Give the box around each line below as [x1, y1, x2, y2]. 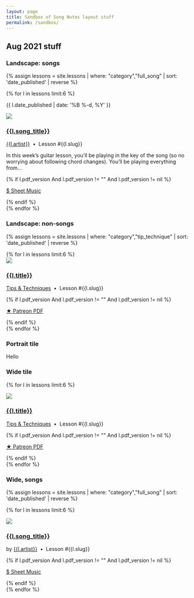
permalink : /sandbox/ [6, 19, 59, 25]
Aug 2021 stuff [6, 41, 62, 51]
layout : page [6, 8, 38, 15]
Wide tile [6, 368, 32, 376]
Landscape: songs [6, 59, 60, 67]
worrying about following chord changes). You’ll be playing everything [6, 158, 176, 165]
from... [6, 164, 22, 171]
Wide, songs [6, 475, 43, 483]
